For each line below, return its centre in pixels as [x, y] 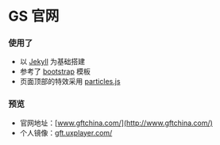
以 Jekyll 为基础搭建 [52, 62]
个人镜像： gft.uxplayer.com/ [66, 132]
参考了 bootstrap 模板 [55, 71]
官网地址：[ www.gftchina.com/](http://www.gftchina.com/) [116, 123]
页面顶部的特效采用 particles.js [70, 82]
